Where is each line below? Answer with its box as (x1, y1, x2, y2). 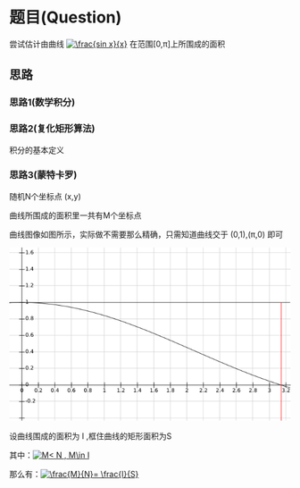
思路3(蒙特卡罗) (9, 169, 78, 181)
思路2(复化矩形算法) (9, 122, 96, 135)
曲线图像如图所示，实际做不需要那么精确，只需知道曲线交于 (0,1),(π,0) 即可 (9, 229, 284, 240)
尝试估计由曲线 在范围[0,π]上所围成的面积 (9, 38, 226, 49)
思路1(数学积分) (9, 97, 76, 109)
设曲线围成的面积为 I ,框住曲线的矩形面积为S (9, 430, 172, 442)
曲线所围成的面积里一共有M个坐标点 (9, 210, 142, 221)
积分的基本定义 (9, 144, 64, 156)
